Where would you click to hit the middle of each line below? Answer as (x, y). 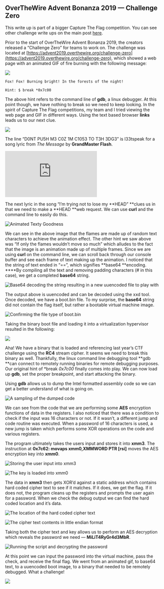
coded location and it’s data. (34, 503)
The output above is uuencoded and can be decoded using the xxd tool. (78, 294)
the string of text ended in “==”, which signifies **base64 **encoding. (76, 265)
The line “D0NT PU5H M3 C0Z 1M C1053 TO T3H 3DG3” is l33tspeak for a (80, 139)
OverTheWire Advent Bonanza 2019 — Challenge (81, 8)
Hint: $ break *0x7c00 (28, 90)
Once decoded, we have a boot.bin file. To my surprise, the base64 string (80, 299)
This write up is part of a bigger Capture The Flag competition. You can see (81, 28)
